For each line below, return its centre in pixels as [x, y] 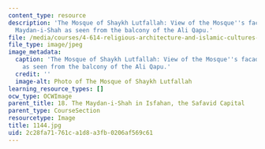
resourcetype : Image [42, 118]
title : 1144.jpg [35, 125]
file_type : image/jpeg [45, 45]
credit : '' [33, 74]
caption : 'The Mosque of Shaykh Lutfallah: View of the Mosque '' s [127, 60]
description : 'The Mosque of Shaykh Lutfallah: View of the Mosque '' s [127, 23]
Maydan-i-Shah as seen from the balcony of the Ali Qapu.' [114, 30]
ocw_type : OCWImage [40, 96]
